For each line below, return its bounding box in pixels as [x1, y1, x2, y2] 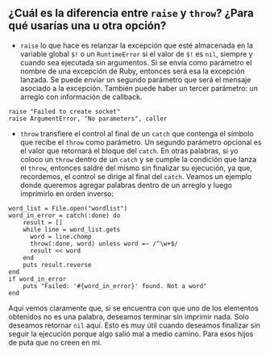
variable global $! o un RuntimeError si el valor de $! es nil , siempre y [19, 48, 253, 59]
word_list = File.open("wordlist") [8, 204, 128, 212]
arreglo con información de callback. [19, 92, 143, 102]
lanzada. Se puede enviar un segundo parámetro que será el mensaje [19, 74, 251, 84]
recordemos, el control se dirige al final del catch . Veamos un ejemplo [19, 171, 252, 181]
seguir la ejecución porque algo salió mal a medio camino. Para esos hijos [8, 328, 254, 338]
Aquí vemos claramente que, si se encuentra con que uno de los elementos [8, 303, 260, 313]
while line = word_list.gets [23, 225, 121, 233]
